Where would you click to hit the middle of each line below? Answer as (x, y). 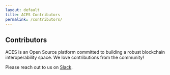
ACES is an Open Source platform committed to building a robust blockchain (85, 52)
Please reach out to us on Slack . (39, 67)
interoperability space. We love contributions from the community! (75, 58)
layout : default (22, 10)
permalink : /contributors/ (34, 19)
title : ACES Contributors (33, 15)
